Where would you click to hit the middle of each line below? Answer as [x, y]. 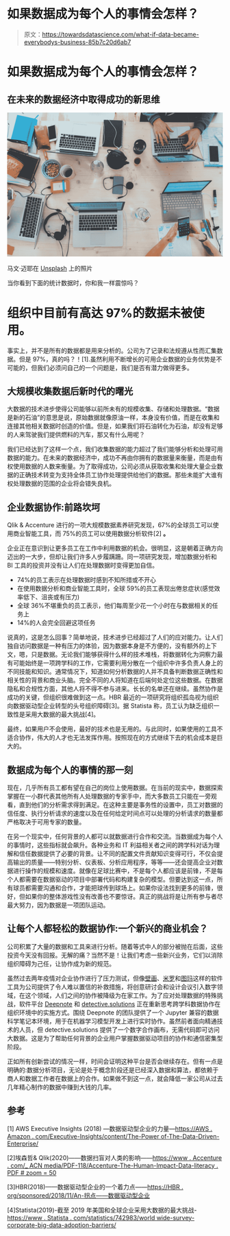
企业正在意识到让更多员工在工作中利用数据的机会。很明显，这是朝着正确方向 [115, 548]
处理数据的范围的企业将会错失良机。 [64, 483]
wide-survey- [176, 1217]
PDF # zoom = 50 [32, 1172]
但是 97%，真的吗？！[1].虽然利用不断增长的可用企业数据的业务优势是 [117, 359]
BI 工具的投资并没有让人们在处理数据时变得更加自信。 [83, 566]
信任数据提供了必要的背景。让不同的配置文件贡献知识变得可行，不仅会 [118, 853]
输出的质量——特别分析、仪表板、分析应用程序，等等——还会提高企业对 [115, 862]
